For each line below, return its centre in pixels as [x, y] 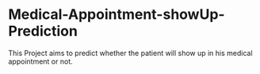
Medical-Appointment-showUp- [117, 15]
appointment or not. [40, 61]
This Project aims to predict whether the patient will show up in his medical [130, 53]
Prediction [43, 31]
